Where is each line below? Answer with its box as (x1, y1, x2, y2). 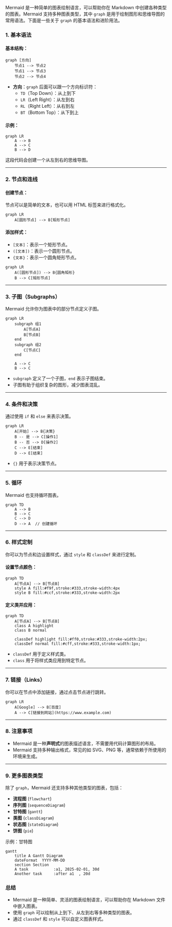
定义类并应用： (5, 602, 37, 608)
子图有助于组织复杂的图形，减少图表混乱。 (12, 381, 103, 388)
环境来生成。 (12, 753, 40, 759)
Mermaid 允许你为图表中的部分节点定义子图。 (5, 305, 102, 312)
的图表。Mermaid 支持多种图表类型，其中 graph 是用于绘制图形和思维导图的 (5, 11, 165, 17)
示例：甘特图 (5, 839, 32, 845)
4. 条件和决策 (5, 400, 38, 408)
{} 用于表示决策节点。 (12, 460, 60, 467)
